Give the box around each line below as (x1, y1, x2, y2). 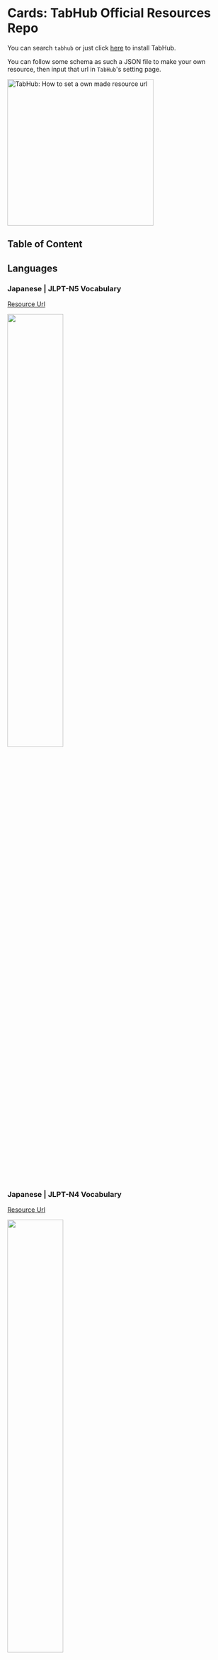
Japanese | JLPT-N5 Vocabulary (7, 283, 122, 293)
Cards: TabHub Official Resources (7, 5, 211, 21)
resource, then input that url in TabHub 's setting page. (7, 65, 161, 73)
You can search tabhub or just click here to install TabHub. (7, 43, 176, 52)
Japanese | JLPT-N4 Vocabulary (7, 1189, 122, 1199)
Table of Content (7, 238, 83, 250)
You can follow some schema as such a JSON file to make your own (7, 57, 206, 65)
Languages (7, 262, 58, 274)
